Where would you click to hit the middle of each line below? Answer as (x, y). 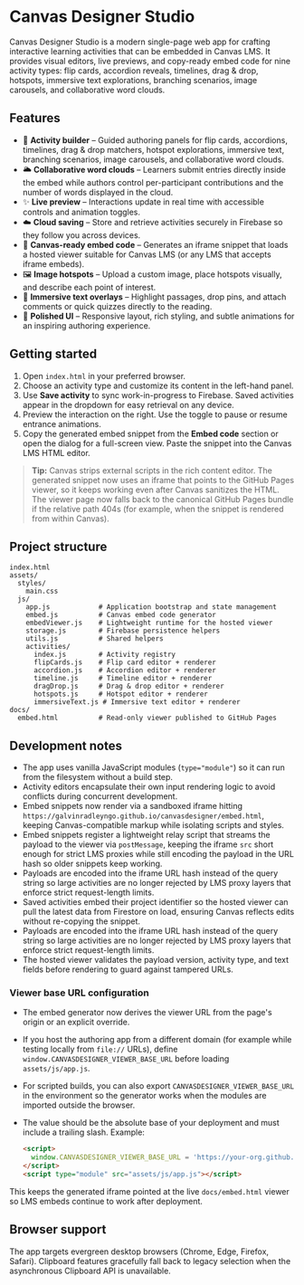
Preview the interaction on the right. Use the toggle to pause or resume (155, 414)
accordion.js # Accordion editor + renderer (125, 671)
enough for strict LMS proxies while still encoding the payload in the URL (158, 854)
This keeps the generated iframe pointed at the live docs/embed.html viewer (149, 1191)
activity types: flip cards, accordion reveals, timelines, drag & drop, (134, 71)
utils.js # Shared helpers (95, 639)
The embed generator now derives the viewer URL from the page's (147, 1013)
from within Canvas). (71, 519)
